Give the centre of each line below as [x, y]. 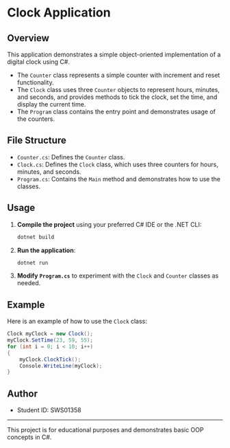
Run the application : [46, 250]
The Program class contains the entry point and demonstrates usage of [116, 112]
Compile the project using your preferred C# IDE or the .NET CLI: [109, 224]
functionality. [35, 82]
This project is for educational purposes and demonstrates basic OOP [105, 430]
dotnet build [36, 237]
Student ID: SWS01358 [49, 410]
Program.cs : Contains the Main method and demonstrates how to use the [119, 179]
